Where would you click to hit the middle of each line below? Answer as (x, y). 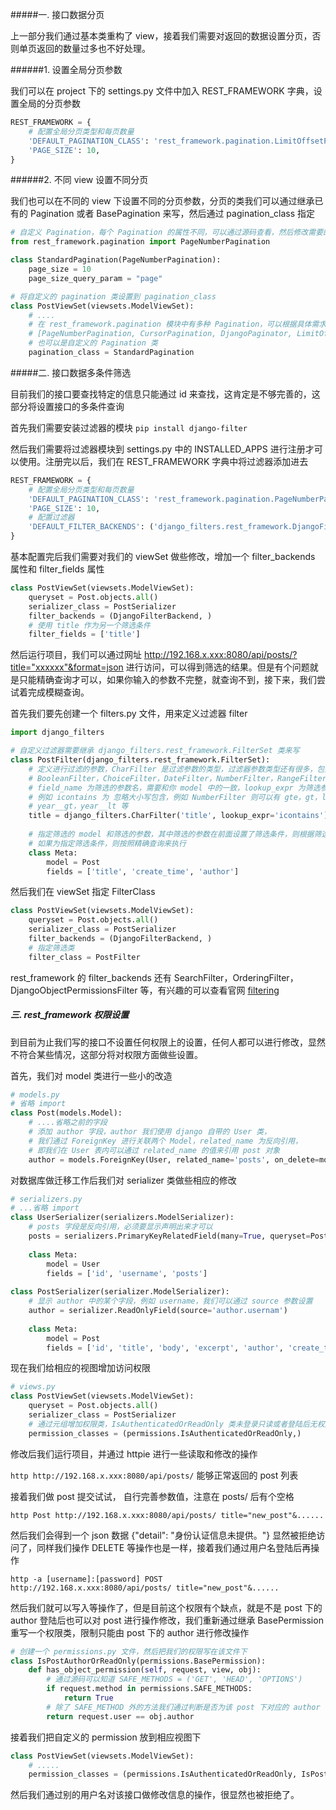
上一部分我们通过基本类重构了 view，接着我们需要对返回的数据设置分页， (161, 36)
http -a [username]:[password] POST (86, 1579)
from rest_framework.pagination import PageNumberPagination (140, 242)
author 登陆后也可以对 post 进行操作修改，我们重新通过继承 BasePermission (167, 1620)
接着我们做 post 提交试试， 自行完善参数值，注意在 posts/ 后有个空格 (152, 1496)
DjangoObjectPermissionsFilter (74, 990)
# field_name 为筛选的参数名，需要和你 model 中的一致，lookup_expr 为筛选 (174, 788)
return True (88, 1698)
